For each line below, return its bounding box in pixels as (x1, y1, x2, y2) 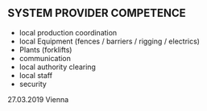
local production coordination (19, 27, 118, 37)
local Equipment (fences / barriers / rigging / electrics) (19, 36, 201, 46)
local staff (19, 70, 53, 80)
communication (19, 53, 72, 63)
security (19, 79, 48, 88)
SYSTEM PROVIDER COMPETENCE (7, 6, 186, 20)
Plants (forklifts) (19, 44, 72, 55)
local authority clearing (19, 62, 96, 72)
